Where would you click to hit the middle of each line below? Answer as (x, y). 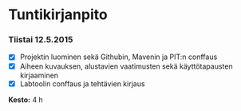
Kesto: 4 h (26, 99)
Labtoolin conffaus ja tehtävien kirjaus (82, 83)
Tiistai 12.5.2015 (41, 40)
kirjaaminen (39, 75)
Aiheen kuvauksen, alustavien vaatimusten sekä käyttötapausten (126, 66)
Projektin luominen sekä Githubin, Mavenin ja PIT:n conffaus (119, 57)
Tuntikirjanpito (58, 15)
